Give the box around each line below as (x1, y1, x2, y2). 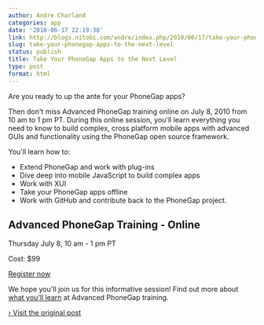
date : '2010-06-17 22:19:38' (8, 26, 104, 34)
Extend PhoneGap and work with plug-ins (19, 162, 155, 171)
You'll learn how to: (8, 147, 71, 156)
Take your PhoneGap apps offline (19, 187, 128, 196)
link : (8, 33, 26, 42)
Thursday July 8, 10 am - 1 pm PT (8, 239, 116, 248)
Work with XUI (19, 178, 67, 188)
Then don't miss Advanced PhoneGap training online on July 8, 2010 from (8, 107, 247, 116)
